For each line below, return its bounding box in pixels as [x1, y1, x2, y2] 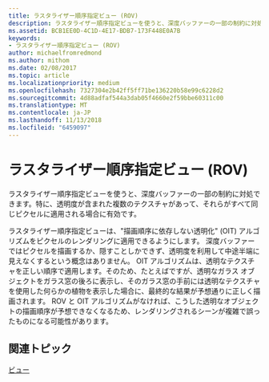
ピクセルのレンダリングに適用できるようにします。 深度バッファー [35, 236, 255, 246]
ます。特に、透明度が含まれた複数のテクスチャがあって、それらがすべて [14, 198, 251, 209]
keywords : [8, 34, 42, 43]
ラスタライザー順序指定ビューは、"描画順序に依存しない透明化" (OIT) [8, 226, 238, 235]
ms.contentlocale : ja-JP [8, 109, 91, 117]
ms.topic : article [8, 71, 70, 79]
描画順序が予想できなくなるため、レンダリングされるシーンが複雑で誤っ [22, 306, 261, 315]
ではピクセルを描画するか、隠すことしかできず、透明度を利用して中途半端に [8, 246, 260, 255]
